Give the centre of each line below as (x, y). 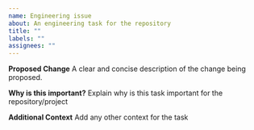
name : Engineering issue (50, 16)
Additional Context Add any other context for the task (98, 117)
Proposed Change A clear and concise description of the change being (127, 69)
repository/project (38, 102)
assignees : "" (32, 46)
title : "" (25, 31)
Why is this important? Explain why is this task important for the (116, 93)
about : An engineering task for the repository (90, 23)
